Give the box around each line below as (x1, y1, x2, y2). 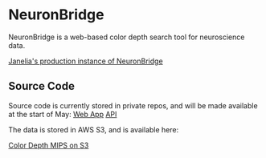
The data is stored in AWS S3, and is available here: (8, 124, 179, 134)
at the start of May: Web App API (8, 109, 117, 119)
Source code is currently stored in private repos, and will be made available (8, 100, 259, 110)
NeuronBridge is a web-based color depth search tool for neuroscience (8, 32, 245, 42)
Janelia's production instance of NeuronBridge (8, 56, 163, 66)
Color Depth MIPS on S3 (8, 140, 89, 150)
